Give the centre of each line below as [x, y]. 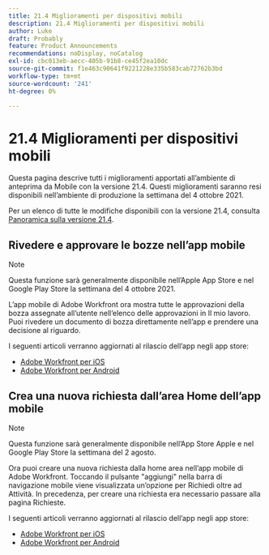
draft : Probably [36, 38]
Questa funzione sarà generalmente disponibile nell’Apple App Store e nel [131, 280]
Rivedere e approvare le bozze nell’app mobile [127, 245]
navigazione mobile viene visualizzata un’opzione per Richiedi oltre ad [125, 485]
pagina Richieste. [37, 502]
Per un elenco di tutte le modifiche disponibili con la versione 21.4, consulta [134, 211]
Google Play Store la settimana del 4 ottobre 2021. [92, 289]
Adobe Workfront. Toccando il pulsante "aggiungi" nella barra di [115, 476]
